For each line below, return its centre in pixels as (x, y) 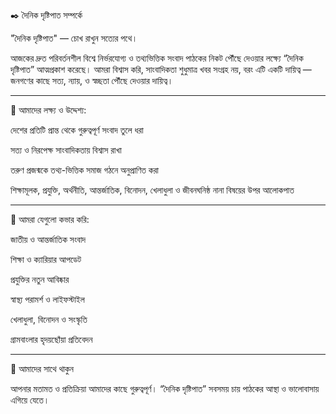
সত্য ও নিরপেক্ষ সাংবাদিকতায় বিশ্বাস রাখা (66, 150)
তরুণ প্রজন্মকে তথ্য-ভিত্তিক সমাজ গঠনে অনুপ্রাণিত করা (85, 170)
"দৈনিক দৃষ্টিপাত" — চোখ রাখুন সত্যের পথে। (74, 38)
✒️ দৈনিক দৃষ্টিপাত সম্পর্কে (46, 15)
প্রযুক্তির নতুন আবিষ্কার (40, 279)
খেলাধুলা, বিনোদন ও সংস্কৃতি (49, 319)
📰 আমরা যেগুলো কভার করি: (50, 219)
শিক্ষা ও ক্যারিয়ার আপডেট (46, 259)
